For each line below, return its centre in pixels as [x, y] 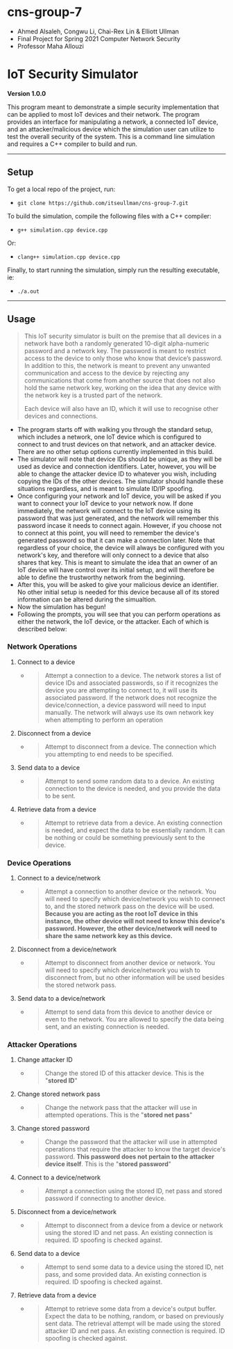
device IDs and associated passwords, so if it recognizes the [131, 683]
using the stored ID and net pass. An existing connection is [129, 1233]
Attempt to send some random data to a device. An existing [130, 781]
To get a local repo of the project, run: [61, 189]
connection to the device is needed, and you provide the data [132, 788]
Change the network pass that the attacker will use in [121, 1108]
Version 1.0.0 [27, 93]
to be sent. [60, 795]
